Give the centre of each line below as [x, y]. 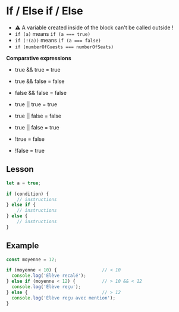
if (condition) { [28, 194]
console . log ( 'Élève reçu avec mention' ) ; [64, 298]
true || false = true [37, 127]
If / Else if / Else [45, 11]
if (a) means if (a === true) [53, 33]
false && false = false [41, 92]
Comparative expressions [39, 58]
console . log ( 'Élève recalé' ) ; [49, 276]
